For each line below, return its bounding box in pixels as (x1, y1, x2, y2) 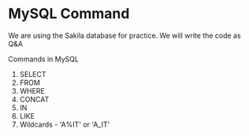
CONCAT (19, 94, 50, 104)
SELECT (19, 69, 46, 79)
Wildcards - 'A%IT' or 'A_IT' (19, 119, 110, 129)
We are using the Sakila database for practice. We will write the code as (8, 31, 242, 40)
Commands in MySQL (8, 54, 79, 64)
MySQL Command (8, 5, 130, 23)
